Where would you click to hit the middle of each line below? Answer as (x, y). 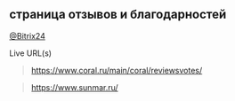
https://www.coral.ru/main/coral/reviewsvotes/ (117, 70)
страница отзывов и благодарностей (118, 15)
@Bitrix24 (28, 35)
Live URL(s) (30, 53)
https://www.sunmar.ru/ (74, 87)
